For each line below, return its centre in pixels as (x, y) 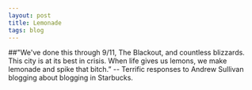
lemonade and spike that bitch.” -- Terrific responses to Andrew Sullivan (126, 69)
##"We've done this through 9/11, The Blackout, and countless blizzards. (127, 53)
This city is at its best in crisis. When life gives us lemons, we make (118, 61)
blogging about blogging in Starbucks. (71, 78)
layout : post (30, 15)
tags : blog (26, 30)
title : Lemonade (35, 23)
